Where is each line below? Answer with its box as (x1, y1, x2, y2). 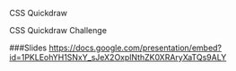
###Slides (9, 42, 48, 53)
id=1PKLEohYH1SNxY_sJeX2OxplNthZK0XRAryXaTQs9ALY (9, 52, 227, 62)
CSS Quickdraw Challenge (9, 25, 108, 35)
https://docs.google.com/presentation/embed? (48, 42, 223, 53)
